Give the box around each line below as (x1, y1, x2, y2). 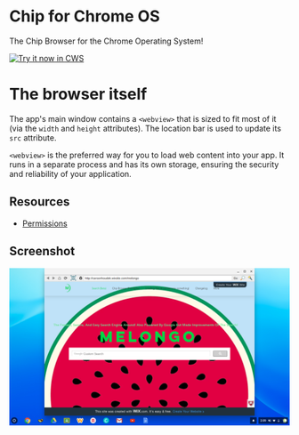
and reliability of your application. (9, 168, 132, 179)
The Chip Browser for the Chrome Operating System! (9, 36, 204, 46)
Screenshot (9, 244, 76, 259)
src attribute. (9, 132, 57, 143)
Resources (9, 194, 70, 210)
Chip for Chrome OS (9, 6, 160, 27)
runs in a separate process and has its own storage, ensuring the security (9, 158, 279, 170)
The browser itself (9, 85, 148, 104)
